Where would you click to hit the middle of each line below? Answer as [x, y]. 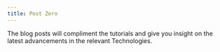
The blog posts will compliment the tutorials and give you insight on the [110, 33]
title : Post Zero [33, 14]
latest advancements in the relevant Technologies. [80, 41]
